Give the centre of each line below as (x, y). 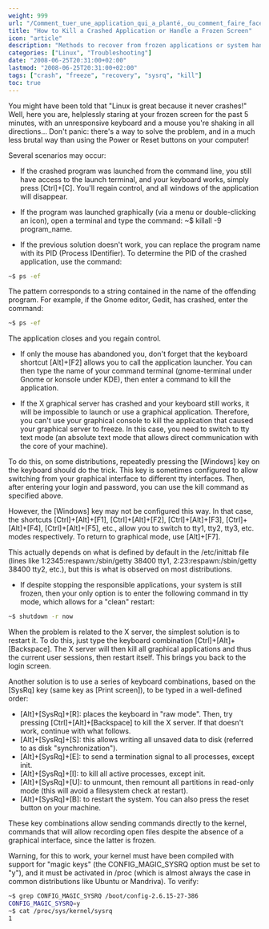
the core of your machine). (64, 446)
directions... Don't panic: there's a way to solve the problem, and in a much (132, 131)
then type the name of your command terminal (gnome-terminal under (136, 371)
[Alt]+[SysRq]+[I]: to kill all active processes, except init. (112, 773)
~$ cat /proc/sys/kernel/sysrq (60, 911)
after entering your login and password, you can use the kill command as (128, 487)
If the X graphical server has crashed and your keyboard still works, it (134, 404)
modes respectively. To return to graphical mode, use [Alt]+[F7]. (114, 537)
